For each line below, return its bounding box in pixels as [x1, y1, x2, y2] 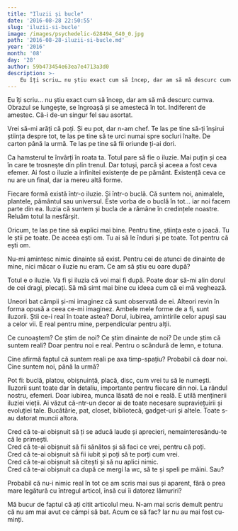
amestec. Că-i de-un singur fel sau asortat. [7, 111, 133, 119]
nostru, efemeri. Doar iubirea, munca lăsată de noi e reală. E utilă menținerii [7, 391, 227, 400]
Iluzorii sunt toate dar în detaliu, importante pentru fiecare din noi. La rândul [7, 384, 228, 392]
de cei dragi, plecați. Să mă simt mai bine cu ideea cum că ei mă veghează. [7, 284, 227, 292]
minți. [7, 515, 23, 524]
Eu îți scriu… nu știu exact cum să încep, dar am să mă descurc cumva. [7, 96, 215, 104]
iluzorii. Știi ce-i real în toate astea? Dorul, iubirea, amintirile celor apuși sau [7, 313, 227, 321]
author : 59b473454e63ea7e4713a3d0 [7, 63, 110, 70]
